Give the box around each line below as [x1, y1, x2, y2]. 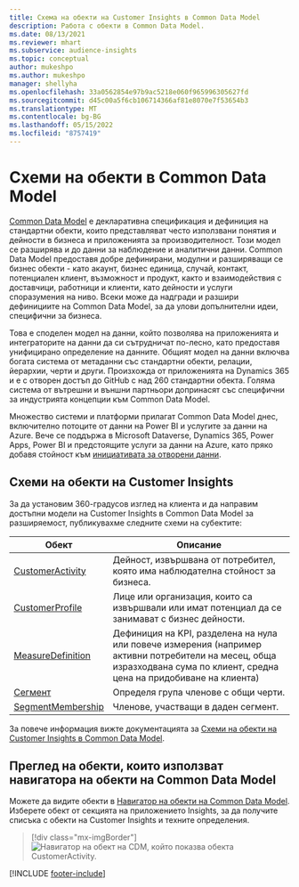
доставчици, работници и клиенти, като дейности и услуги [9, 281, 233, 292]
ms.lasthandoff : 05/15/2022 [9, 121, 114, 130]
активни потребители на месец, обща [112, 649, 277, 662]
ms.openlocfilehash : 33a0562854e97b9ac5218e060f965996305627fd [9, 87, 249, 96]
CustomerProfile [13, 601, 83, 614]
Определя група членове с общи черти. [112, 686, 286, 698]
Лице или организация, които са [112, 590, 254, 602]
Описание [176, 538, 222, 550]
